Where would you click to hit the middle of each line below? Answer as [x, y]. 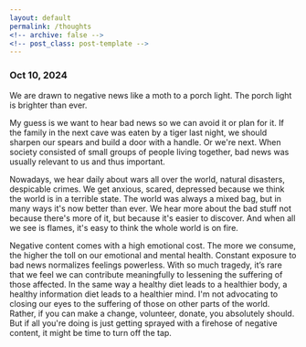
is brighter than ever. [48, 105]
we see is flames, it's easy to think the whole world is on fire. [124, 227]
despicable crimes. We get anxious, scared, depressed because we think [147, 189]
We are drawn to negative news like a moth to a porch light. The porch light [151, 95]
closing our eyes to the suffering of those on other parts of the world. [140, 303]
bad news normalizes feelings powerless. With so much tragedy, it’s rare [146, 265]
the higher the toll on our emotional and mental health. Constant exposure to [153, 255]
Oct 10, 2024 [38, 76]
